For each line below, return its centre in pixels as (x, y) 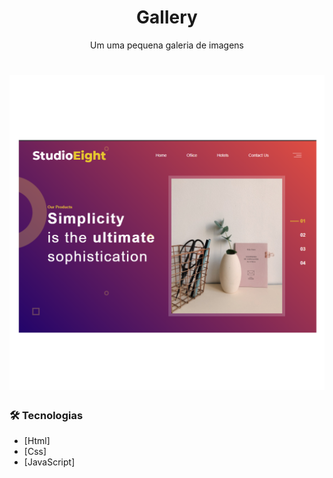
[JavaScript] (49, 462)
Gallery (167, 17)
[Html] (37, 441)
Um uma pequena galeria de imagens (167, 45)
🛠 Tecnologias (46, 416)
